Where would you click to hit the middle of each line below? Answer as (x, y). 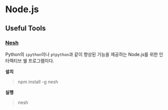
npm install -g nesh (38, 81)
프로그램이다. (41, 61)
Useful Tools (26, 28)
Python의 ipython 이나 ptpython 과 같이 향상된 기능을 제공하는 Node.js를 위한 (82, 54)
